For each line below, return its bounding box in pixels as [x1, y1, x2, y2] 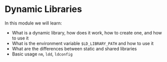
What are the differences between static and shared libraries [11, 45, 137, 51]
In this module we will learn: [4, 20, 62, 26]
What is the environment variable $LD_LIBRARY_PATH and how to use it [11, 40, 154, 46]
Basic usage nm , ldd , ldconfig [11, 51, 73, 57]
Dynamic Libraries [4, 3, 82, 15]
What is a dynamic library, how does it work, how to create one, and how [11, 29, 162, 35]
